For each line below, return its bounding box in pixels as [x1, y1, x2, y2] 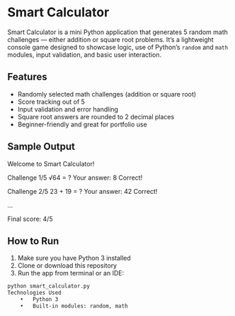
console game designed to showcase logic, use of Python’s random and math [7, 43, 229, 51]
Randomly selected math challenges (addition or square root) [17, 89, 197, 98]
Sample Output [7, 141, 76, 153]
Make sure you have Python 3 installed [17, 254, 131, 263]
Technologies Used [7, 289, 62, 297]
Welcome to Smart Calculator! [7, 159, 95, 168]
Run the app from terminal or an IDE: [17, 269, 125, 278]
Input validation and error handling [17, 104, 119, 114]
